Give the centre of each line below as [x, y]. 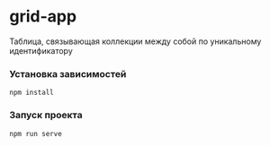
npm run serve [36, 133]
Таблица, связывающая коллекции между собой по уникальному [135, 41]
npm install [31, 93]
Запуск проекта [46, 116]
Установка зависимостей [68, 73]
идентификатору [41, 50]
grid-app [43, 17]
